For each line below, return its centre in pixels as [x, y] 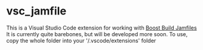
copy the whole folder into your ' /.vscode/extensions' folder [81, 40]
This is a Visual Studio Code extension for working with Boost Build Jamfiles [102, 28]
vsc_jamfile [36, 11]
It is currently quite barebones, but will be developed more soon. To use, [97, 34]
